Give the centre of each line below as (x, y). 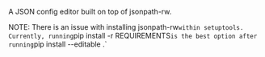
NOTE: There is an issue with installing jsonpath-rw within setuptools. (126, 27)
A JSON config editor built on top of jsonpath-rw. (90, 12)
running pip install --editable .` (58, 44)
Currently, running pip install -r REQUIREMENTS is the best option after (133, 36)
